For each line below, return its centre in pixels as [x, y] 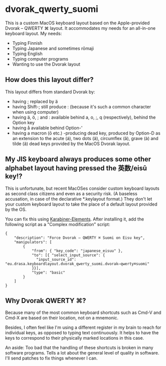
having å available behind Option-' [47, 128]
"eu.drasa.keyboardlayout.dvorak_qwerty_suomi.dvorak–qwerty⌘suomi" [77, 264]
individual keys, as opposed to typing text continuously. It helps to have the [82, 333]
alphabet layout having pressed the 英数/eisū [76, 168]
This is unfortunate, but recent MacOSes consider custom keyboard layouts [82, 188]
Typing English [28, 54]
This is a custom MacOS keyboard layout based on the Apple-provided [78, 23]
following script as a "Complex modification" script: [58, 224]
